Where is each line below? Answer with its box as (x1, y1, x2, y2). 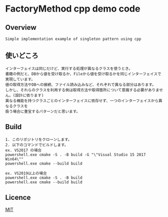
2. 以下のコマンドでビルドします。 (5, 142, 68, 147)
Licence (5, 193, 31, 202)
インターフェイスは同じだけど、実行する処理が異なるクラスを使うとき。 (5, 66, 133, 71)
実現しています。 (5, 77, 35, 82)
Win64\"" (5, 156, 24, 161)
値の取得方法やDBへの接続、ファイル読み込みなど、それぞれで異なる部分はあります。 (5, 82, 156, 87)
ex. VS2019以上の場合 (5, 171, 47, 176)
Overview (5, 23, 37, 32)
